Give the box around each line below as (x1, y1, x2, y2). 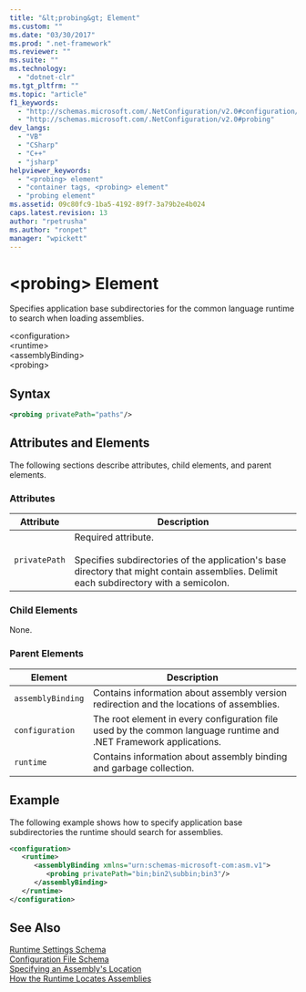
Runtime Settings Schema (9, 945, 107, 956)
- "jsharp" (17, 157, 59, 167)
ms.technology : (9, 65, 67, 74)
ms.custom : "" (9, 22, 64, 31)
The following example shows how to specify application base (9, 817, 243, 828)
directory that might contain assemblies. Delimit (74, 565, 279, 578)
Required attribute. (74, 531, 155, 543)
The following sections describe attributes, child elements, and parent (9, 460, 271, 470)
